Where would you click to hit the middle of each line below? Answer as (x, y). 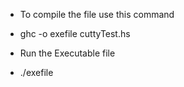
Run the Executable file (67, 53)
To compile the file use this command (97, 14)
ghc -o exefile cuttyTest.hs (75, 33)
